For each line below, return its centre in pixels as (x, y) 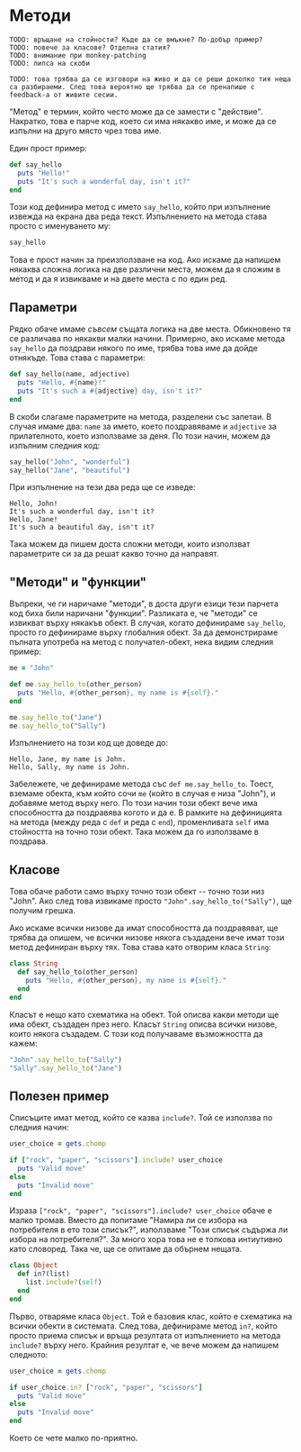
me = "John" (31, 668)
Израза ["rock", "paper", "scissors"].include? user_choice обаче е (141, 1211)
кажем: (23, 1043)
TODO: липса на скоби (50, 63)
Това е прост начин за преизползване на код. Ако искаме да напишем (145, 260)
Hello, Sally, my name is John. (70, 767)
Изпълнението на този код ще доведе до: (89, 743)
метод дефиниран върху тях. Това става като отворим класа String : (141, 948)
